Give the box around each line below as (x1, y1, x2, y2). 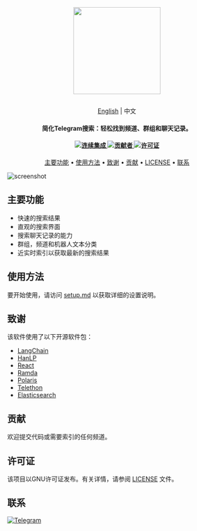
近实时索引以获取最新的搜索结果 (17, 248, 109, 257)
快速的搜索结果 (17, 214, 61, 222)
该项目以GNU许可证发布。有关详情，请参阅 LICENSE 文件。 (7, 475, 178, 483)
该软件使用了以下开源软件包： (7, 333, 93, 341)
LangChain (17, 347, 49, 355)
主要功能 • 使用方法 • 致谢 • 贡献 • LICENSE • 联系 (44, 158, 190, 166)
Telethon (17, 383, 43, 392)
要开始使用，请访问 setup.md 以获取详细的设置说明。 (7, 290, 160, 299)
